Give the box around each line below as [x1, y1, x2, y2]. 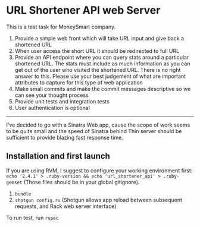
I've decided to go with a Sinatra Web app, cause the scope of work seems [6, 121, 190, 128]
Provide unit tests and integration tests [14, 97, 110, 105]
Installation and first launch [6, 151, 110, 161]
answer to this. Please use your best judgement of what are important [14, 72, 186, 80]
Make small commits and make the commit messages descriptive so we [14, 85, 191, 92]
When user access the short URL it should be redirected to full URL [14, 47, 180, 54]
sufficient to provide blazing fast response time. [6, 134, 123, 141]
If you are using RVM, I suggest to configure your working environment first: [6, 167, 193, 174]
